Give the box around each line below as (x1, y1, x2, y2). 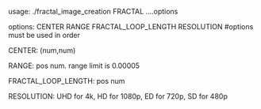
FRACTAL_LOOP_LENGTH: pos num (8, 77, 125, 85)
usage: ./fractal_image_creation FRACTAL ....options (8, 7, 178, 16)
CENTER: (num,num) (8, 46, 76, 54)
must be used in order (8, 31, 81, 39)
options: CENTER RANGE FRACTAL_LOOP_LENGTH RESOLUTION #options (8, 22, 254, 31)
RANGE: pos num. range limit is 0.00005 (8, 61, 140, 70)
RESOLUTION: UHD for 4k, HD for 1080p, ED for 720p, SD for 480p (8, 92, 228, 101)
